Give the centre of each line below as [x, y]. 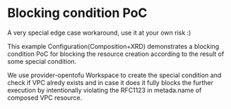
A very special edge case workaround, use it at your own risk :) [99, 33]
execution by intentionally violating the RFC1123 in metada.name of [105, 90]
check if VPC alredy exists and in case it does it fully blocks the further [110, 82]
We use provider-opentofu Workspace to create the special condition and [114, 75]
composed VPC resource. [45, 98]
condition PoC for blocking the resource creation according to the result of [116, 54]
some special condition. [42, 61]
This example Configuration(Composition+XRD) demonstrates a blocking [113, 46]
